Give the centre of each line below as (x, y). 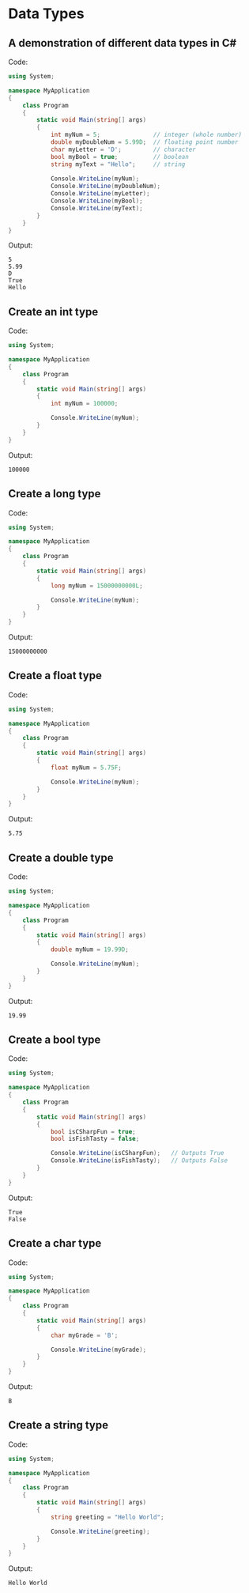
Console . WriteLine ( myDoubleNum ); (105, 187)
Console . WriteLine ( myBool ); (97, 201)
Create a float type (55, 676)
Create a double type (61, 857)
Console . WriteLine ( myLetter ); (100, 194)
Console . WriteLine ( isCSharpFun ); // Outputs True (137, 1153)
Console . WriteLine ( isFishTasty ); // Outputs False (139, 1161)
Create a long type (55, 494)
